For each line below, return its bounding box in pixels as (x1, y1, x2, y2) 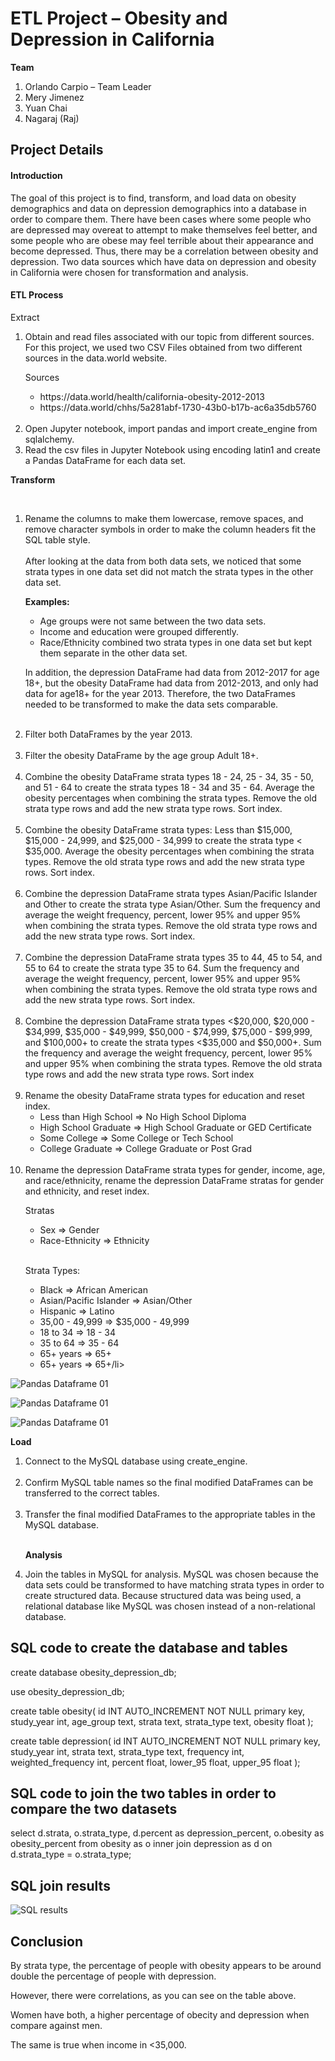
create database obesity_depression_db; (10, 1666, 177, 1678)
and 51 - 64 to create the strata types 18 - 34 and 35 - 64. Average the (24, 781, 315, 793)
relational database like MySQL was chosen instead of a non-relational (24, 1600, 316, 1612)
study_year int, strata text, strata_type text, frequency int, (10, 1745, 245, 1757)
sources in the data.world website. (24, 352, 168, 364)
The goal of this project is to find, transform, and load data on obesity (10, 192, 297, 204)
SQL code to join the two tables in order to (10, 1785, 277, 1802)
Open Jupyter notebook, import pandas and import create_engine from (24, 422, 318, 434)
